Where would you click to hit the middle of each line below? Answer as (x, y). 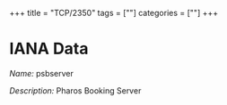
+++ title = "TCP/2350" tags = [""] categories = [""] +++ (113, 13)
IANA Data (49, 49)
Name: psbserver (42, 73)
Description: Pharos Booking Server (75, 90)
